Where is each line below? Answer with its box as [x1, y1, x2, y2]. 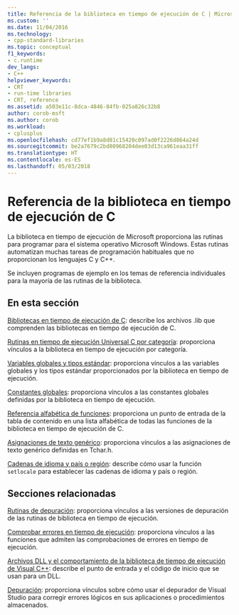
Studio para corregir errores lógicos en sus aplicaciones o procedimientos [7, 593, 225, 602]
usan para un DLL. [7, 572, 61, 581]
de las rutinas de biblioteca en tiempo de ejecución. [7, 514, 159, 522]
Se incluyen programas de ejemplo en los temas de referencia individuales [7, 269, 226, 277]
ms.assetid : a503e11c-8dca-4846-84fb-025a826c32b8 [7, 103, 161, 110]
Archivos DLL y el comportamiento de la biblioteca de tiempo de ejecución [7, 557, 226, 565]
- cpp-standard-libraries [7, 37, 84, 44]
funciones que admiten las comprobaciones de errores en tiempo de [7, 535, 208, 544]
